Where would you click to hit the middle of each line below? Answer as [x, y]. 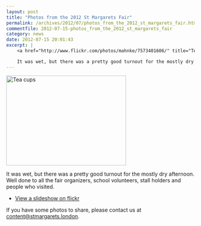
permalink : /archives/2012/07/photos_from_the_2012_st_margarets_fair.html [103, 23]
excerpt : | [20, 46]
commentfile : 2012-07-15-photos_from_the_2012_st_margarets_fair [89, 28]
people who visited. [31, 186]
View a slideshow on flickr [47, 198]
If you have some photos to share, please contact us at [74, 210]
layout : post [22, 12]
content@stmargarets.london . [43, 216]
